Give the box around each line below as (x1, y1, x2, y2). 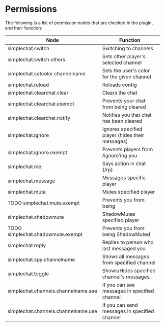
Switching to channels (102, 45, 153, 52)
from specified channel (102, 259, 156, 266)
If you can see (102, 281, 135, 288)
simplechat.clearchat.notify (7, 114, 70, 121)
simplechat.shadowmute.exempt (7, 230, 82, 237)
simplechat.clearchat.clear (7, 89, 69, 96)
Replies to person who (102, 239, 154, 246)
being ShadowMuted (102, 230, 150, 237)
